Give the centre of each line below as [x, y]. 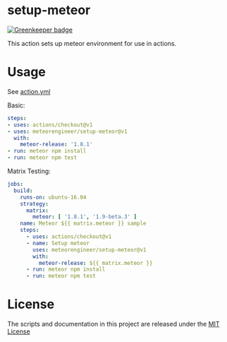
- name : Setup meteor [58, 243]
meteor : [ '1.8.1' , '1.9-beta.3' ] [85, 217]
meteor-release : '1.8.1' [56, 145]
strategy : [35, 204]
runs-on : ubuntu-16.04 [53, 197]
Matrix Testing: [29, 171]
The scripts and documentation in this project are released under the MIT [114, 324]
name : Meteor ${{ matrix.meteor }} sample [83, 224]
